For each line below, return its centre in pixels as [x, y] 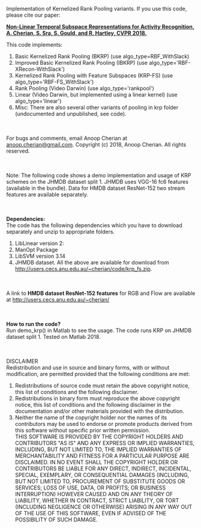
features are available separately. [47, 194]
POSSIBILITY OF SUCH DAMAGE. [56, 520]
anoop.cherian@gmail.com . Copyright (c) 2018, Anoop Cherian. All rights [96, 144]
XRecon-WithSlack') [40, 69]
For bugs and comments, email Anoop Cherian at [67, 138]
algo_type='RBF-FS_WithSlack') [54, 82]
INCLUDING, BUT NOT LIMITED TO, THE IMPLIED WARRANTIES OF [98, 449]
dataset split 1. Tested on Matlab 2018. [53, 337]
